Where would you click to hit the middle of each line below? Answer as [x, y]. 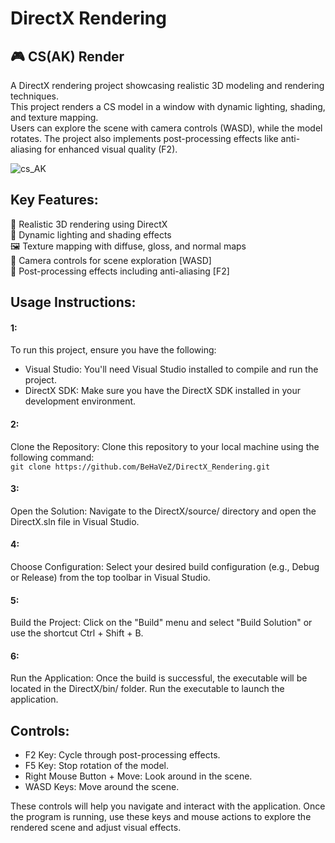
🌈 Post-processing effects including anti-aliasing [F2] [120, 271]
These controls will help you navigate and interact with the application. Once [168, 806]
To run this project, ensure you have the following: [113, 350]
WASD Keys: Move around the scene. [102, 787]
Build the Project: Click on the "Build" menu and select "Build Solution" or [161, 623]
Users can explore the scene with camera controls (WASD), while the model [166, 128]
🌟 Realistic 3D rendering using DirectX [89, 224]
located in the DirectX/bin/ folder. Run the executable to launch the [147, 689]
